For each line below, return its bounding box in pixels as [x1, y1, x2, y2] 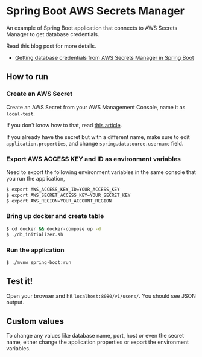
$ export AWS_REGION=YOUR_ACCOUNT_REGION [6, 198, 112, 204]
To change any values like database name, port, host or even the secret [6, 332, 185, 339]
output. [6, 298, 24, 306]
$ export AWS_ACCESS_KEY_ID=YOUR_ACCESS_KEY [6, 186, 120, 193]
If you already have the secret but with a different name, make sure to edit [6, 133, 190, 140]
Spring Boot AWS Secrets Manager [6, 4, 185, 18]
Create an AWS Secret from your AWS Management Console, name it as [6, 103, 186, 111]
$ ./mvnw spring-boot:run [6, 259, 71, 265]
